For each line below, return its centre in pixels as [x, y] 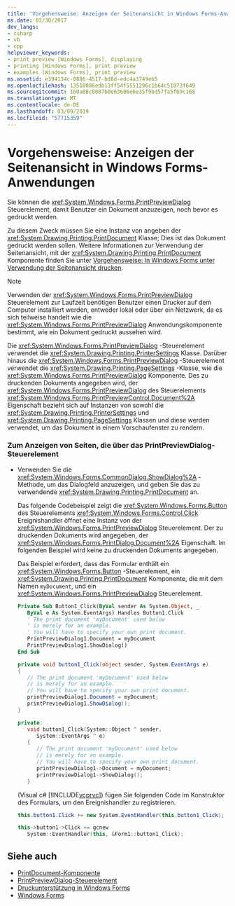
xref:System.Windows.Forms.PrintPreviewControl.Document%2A [101, 397]
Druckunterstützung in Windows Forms [74, 888]
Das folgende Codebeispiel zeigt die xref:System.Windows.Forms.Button [122, 505]
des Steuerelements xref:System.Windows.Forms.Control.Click [108, 513]
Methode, [31, 484]
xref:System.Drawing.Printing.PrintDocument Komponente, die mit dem [120, 578]
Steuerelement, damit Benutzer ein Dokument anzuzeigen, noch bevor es [113, 209]
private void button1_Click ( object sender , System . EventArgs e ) [113, 664]
